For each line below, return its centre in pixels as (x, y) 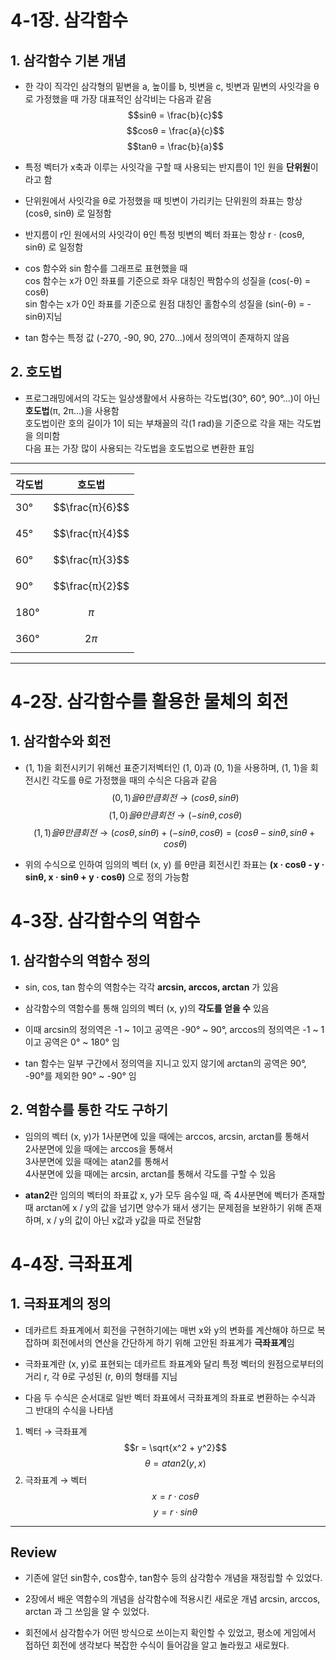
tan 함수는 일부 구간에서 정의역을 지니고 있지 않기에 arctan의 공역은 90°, (165, 1063)
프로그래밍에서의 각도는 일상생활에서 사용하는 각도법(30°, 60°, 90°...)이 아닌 (172, 398)
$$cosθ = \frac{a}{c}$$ (175, 130)
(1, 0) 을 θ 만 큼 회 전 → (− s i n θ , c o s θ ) (175, 815)
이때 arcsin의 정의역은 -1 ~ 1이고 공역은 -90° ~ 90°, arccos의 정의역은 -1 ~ (171, 1029)
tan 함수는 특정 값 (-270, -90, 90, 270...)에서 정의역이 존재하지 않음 (157, 337)
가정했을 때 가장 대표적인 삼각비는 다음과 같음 (123, 99)
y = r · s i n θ (175, 1512)
